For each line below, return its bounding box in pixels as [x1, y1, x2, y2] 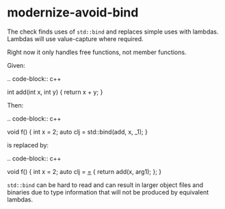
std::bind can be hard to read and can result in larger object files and [7, 180, 204, 189]
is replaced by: [7, 140, 49, 149]
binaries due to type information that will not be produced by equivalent [7, 188, 209, 196]
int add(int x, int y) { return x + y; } [7, 88, 103, 96]
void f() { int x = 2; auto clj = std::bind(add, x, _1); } [7, 127, 148, 136]
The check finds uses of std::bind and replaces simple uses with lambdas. [7, 27, 219, 36]
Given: [7, 61, 25, 69]
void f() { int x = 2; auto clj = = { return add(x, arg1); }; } [7, 167, 162, 175]
